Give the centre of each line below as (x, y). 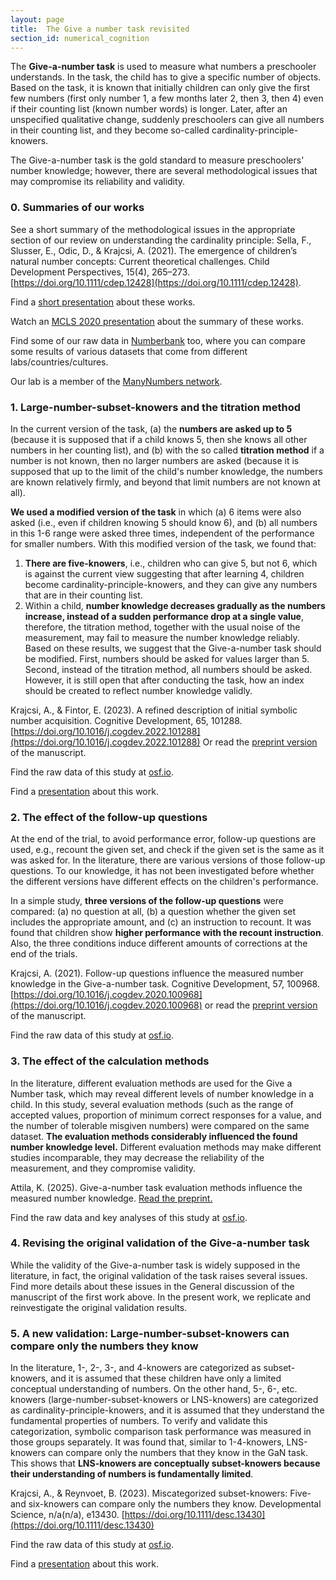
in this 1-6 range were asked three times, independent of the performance (162, 533)
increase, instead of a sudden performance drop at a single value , (164, 616)
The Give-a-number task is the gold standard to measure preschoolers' (157, 160)
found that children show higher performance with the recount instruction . (167, 933)
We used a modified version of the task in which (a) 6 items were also (156, 512)
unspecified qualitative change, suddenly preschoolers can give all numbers (167, 120)
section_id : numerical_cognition (80, 38)
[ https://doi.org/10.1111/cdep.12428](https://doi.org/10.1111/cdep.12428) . (156, 282)
